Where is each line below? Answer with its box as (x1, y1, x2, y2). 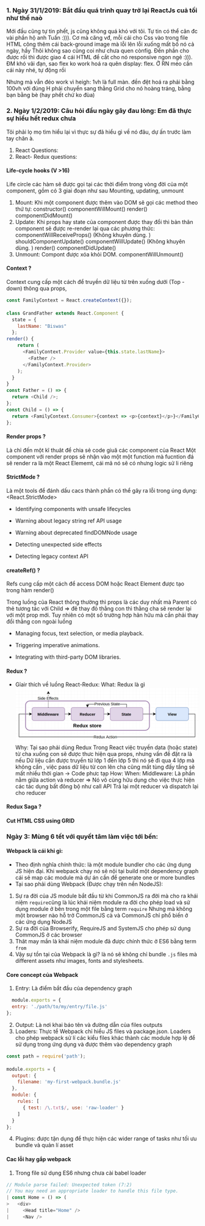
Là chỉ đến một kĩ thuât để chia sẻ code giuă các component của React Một (6, 446, 196, 454)
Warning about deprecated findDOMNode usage (15, 529, 137, 536)
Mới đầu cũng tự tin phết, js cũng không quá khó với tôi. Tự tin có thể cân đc (6, 27, 198, 35)
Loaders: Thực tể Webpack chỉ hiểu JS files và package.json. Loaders (15, 1028, 191, 1035)
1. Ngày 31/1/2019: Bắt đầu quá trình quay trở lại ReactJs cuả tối (6, 6, 198, 15)
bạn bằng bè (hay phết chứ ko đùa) (6, 92, 95, 99)
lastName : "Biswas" (17, 323, 67, 329)
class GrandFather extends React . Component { (6, 310, 124, 316)
